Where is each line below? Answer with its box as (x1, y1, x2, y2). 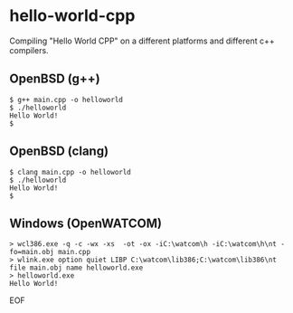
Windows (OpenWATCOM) (9, 215, 163, 231)
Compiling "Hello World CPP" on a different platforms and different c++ (9, 35, 275, 46)
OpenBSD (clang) (9, 144, 109, 159)
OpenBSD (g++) (9, 71, 101, 87)
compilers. (9, 44, 49, 55)
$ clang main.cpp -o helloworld (9, 167, 131, 176)
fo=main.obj (9, 248, 54, 257)
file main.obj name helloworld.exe (9, 263, 144, 272)
